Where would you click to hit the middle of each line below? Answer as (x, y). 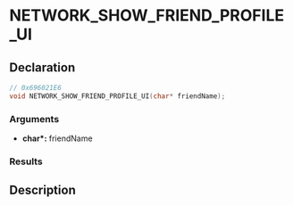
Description (42, 190)
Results (26, 161)
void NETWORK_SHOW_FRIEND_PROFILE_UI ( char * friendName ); (117, 96)
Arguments (34, 119)
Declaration (42, 67)
